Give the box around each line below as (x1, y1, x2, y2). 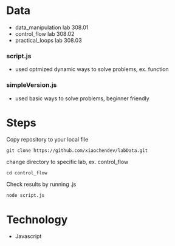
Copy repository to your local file (6, 136, 89, 143)
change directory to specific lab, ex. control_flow (6, 159, 129, 166)
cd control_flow (6, 170, 47, 176)
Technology (6, 213, 68, 227)
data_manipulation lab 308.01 (15, 24, 89, 31)
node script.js (6, 193, 45, 199)
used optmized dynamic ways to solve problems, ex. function (15, 66, 169, 73)
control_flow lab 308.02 (15, 30, 75, 37)
